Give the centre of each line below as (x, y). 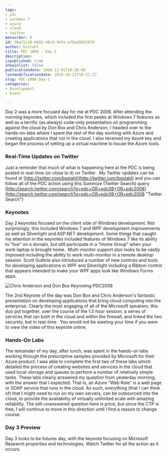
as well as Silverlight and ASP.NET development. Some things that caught (81, 233)
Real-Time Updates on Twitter (42, 157)
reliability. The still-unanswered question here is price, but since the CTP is (82, 404)
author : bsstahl (22, 47)
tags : (11, 10)
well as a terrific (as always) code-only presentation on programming (76, 122)
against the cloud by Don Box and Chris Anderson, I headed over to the (78, 128)
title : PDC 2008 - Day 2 (31, 51)
